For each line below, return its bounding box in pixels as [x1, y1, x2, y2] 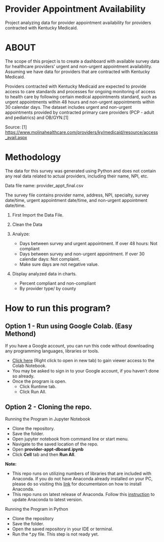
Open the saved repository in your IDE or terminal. [12, 526, 114, 532]
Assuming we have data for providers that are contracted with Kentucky [5, 69, 150, 74]
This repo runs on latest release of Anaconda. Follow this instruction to [12, 491, 155, 497]
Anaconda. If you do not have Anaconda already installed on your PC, [12, 475, 153, 481]
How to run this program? [5, 303, 111, 314]
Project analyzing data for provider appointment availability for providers [5, 20, 151, 25]
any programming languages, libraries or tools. [5, 348, 99, 354]
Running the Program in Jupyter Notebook [5, 416, 91, 422]
